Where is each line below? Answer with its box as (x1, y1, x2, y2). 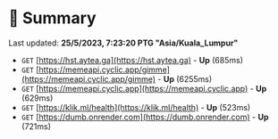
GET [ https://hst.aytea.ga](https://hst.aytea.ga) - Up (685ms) (21, 54, 243, 65)
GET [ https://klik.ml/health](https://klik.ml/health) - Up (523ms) (21, 102, 251, 112)
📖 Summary (8, 8, 97, 29)
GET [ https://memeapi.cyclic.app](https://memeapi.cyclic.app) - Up (21, 83, 267, 94)
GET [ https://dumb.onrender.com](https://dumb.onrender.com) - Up (21, 111, 269, 122)
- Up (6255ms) (157, 73, 213, 84)
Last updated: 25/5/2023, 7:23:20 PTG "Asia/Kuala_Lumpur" (8, 37, 239, 48)
